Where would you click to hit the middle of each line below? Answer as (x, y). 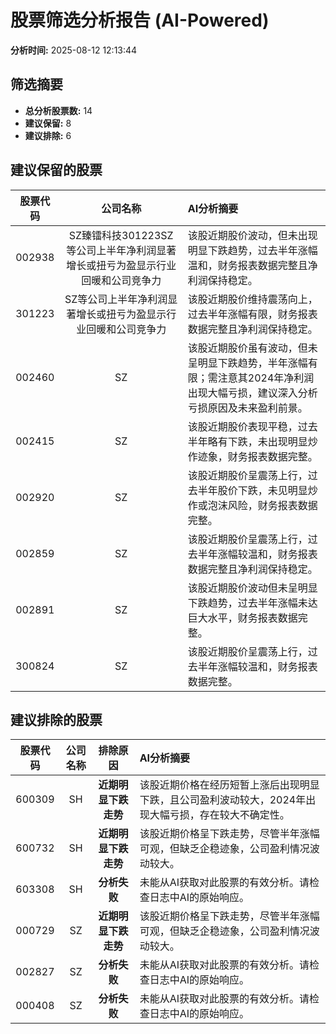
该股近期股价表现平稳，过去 (252, 426)
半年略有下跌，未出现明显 (247, 441)
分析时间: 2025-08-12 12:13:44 (74, 50)
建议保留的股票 (56, 170)
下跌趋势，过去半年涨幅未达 (252, 603)
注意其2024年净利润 (266, 378)
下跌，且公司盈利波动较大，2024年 (223, 800)
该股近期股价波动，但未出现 (252, 235)
